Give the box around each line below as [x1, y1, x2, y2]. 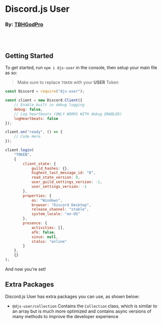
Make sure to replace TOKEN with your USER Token [17, 80, 119, 86]
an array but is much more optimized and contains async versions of [12, 308, 152, 314]
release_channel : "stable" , [31, 207, 90, 212]
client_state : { [23, 161, 56, 166]
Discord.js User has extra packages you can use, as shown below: [5, 294, 140, 299]
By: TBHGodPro [5, 21, 43, 28]
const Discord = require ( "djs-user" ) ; [5, 89, 85, 94]
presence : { [23, 221, 48, 226]
